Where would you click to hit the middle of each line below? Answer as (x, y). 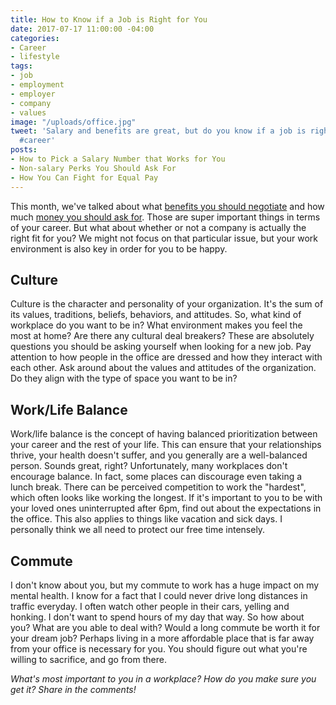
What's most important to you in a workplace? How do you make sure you (163, 678)
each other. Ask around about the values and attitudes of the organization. (163, 368)
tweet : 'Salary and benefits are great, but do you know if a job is (158, 131)
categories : (35, 38)
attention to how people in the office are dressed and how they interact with (166, 357)
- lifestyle (35, 57)
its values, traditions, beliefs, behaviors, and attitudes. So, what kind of (156, 315)
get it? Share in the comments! (73, 689)
